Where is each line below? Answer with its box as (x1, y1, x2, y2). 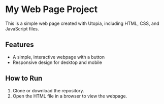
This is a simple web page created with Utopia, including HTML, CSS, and (5, 20, 159, 26)
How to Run (5, 74, 43, 83)
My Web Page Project (5, 4, 98, 15)
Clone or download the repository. (12, 87, 85, 93)
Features (5, 41, 34, 49)
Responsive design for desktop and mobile (12, 59, 103, 65)
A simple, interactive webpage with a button (12, 54, 105, 60)
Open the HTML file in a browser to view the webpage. (12, 93, 127, 99)
